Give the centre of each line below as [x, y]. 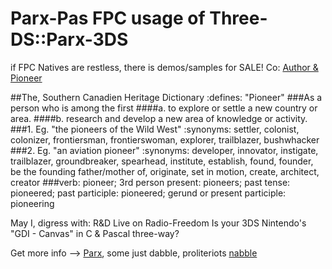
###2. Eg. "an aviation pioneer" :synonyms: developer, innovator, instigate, [164, 150]
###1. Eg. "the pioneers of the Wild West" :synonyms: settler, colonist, [155, 129]
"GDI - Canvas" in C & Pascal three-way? [95, 233]
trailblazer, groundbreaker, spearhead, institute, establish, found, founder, [162, 161]
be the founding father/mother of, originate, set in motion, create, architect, [165, 171]
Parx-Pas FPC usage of [108, 18]
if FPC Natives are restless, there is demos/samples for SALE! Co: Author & [164, 67]
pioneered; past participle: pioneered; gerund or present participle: [148, 193]
